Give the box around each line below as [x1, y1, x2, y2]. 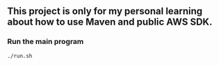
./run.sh [7, 52, 33, 59]
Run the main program [7, 37, 84, 47]
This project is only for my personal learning [7, 5, 203, 17]
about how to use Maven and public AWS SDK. [7, 16, 213, 28]
